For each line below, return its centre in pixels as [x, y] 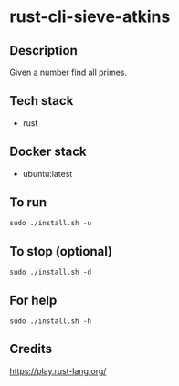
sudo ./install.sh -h [51, 321]
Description [43, 51]
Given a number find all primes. [68, 72]
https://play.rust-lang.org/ [58, 370]
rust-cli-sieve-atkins [90, 17]
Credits [31, 349]
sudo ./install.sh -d [51, 272]
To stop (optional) [61, 251]
